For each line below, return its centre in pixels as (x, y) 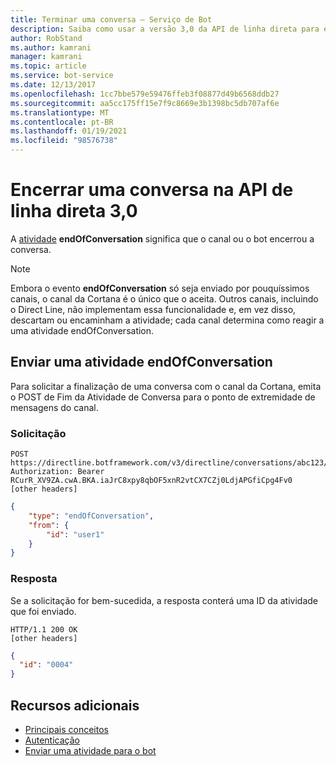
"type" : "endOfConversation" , (91, 516)
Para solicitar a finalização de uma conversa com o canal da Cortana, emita (166, 386)
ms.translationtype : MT (60, 112)
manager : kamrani (46, 57)
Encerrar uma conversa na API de (152, 190)
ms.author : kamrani (51, 47)
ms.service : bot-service (62, 76)
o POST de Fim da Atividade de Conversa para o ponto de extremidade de (163, 397)
